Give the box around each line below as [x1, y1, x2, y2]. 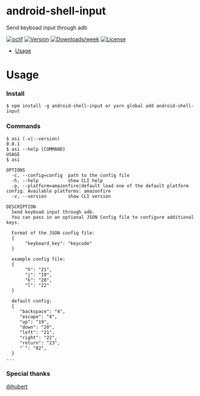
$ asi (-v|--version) [6, 136, 60, 142]
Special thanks [6, 369, 51, 377]
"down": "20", [19, 324, 55, 330]
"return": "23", [19, 340, 60, 346]
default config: [11, 298, 52, 304]
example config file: [11, 256, 66, 262]
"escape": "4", [19, 313, 58, 319]
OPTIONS [6, 167, 26, 173]
